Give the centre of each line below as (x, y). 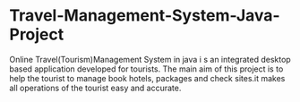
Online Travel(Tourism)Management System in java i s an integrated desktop (150, 59)
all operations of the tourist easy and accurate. (95, 88)
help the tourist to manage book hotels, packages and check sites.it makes (147, 78)
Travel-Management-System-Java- (145, 16)
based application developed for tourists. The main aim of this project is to (146, 69)
